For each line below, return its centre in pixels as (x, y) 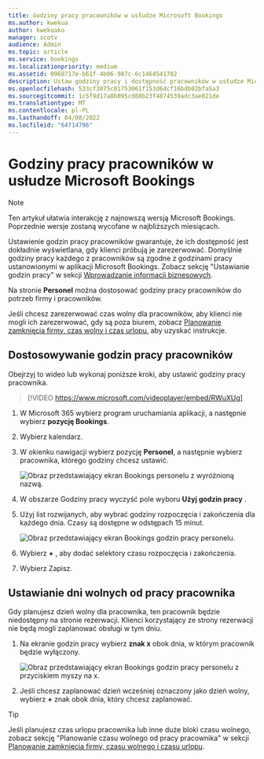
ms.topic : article (38, 52)
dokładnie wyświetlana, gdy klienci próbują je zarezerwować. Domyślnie (125, 249)
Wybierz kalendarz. (51, 437)
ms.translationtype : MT (47, 103)
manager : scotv (33, 37)
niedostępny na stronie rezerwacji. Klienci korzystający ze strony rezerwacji (131, 620)
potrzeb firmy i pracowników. (55, 298)
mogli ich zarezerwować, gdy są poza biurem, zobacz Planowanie (115, 322)
